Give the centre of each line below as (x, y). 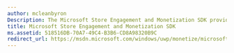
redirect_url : (28, 39)
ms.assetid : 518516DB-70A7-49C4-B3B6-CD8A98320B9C (82, 33)
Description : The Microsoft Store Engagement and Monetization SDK (107, 20)
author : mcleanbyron (37, 13)
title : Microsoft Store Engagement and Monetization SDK (92, 26)
